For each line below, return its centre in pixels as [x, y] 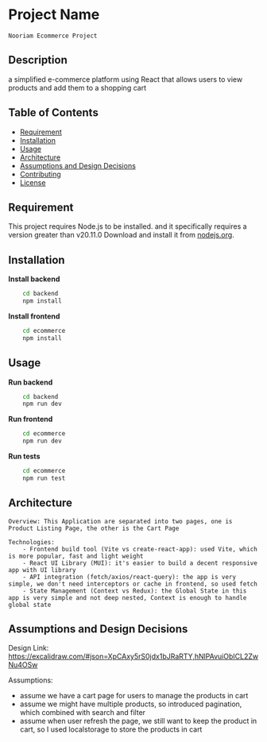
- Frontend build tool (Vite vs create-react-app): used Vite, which [140, 549]
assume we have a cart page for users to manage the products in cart [134, 696]
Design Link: [29, 648]
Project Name [54, 15]
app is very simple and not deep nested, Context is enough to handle [128, 597]
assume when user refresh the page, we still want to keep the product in [138, 721]
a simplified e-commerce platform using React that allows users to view [126, 79]
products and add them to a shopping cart [77, 87]
